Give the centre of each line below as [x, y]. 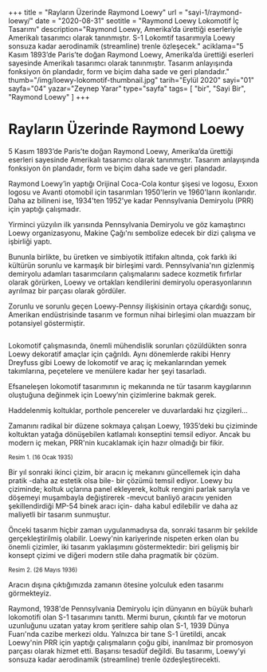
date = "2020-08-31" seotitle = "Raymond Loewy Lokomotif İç [137, 21]
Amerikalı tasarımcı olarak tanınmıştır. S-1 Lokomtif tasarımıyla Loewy [122, 37]
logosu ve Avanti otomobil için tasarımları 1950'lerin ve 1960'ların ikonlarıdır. [132, 192]
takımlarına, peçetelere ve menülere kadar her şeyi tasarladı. [108, 371]
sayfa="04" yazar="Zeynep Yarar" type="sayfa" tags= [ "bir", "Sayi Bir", [127, 88]
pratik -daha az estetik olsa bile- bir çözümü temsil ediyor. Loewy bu [121, 480]
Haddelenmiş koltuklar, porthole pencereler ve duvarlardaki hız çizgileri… [128, 410]
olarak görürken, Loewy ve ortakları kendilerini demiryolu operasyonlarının [130, 282]
